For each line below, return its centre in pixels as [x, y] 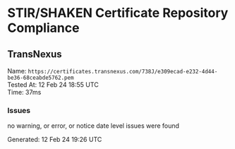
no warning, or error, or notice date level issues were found [94, 126]
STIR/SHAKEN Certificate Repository [118, 13]
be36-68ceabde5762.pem [41, 78]
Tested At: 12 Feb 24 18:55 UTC [53, 85]
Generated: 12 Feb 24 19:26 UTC [55, 140]
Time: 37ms [24, 92]
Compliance [43, 28]
